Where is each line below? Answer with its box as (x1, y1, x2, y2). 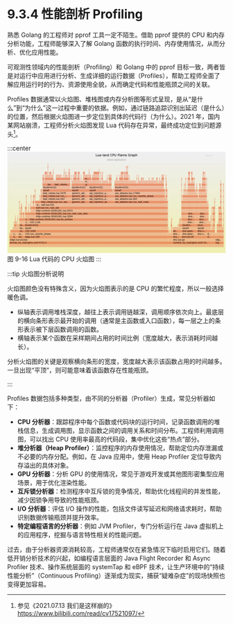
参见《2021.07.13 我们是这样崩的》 (17, 601, 116, 609)
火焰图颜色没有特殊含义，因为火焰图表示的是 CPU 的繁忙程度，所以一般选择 (7, 284, 224, 293)
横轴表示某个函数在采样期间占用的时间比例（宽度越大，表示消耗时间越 (17, 334, 218, 342)
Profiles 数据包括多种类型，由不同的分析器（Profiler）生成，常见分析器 (7, 394, 209, 402)
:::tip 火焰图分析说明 (7, 269, 64, 278)
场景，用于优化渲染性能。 (17, 478, 91, 486)
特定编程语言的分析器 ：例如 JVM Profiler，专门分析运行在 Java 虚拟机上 (17, 522, 224, 530)
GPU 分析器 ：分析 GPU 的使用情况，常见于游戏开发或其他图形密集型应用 (17, 470, 225, 478)
